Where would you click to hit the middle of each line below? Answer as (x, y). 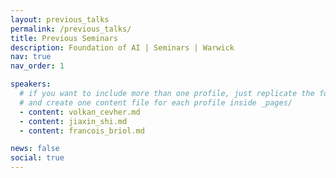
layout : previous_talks (60, 19)
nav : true (31, 57)
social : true (37, 158)
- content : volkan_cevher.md (80, 112)
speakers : (31, 84)
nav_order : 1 (37, 66)
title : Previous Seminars (64, 38)
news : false (35, 149)
